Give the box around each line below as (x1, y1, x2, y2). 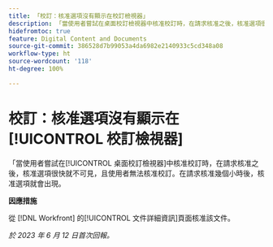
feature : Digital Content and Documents (8, 34, 148, 43)
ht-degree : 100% (8, 65, 63, 73)
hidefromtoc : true (8, 27, 71, 35)
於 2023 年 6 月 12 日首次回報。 (8, 230, 115, 240)
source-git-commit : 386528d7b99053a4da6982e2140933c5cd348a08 (8, 42, 223, 50)
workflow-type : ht (8, 50, 71, 58)
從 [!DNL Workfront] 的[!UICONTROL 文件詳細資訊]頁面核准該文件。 (8, 213, 236, 223)
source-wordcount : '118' (8, 58, 93, 66)
